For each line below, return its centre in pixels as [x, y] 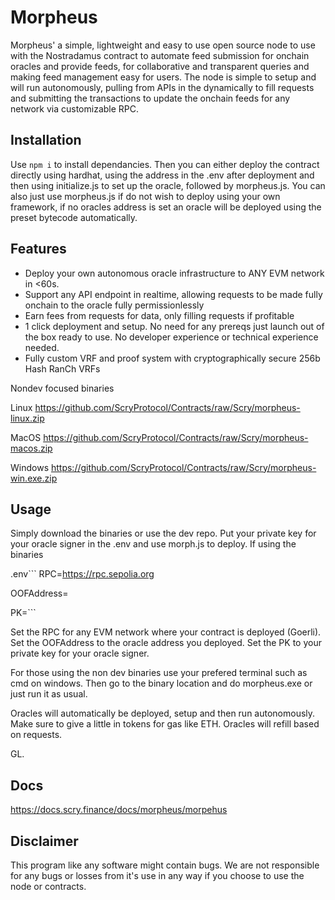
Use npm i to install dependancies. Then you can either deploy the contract [165, 164]
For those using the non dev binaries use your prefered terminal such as [159, 673]
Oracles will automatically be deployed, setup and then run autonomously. [163, 713]
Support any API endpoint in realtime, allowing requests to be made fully [173, 294]
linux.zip [27, 418]
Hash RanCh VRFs [62, 368]
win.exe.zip [34, 478]
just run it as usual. [49, 694]
